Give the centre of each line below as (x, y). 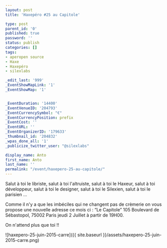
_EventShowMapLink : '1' (30, 85)
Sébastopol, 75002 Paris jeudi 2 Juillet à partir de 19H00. (65, 215)
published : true (22, 34)
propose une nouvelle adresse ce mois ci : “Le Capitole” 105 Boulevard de (82, 210)
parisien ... (16, 194)
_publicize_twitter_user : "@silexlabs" (47, 146)
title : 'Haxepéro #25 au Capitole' (43, 15)
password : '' (19, 38)
